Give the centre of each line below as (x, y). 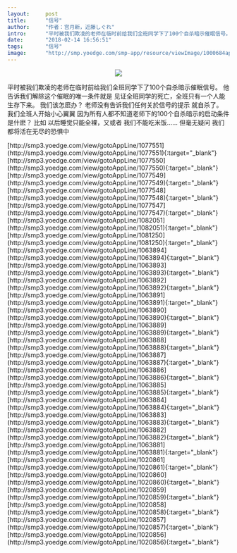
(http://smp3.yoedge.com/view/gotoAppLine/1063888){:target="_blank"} (114, 347)
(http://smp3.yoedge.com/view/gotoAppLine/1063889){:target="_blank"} (114, 333)
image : (17, 54)
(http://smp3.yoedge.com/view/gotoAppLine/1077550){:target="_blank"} (113, 168)
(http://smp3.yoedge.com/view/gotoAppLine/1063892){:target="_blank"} (114, 287)
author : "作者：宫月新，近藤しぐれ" (61, 27)
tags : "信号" (35, 46)
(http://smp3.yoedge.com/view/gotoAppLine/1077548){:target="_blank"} (113, 197)
